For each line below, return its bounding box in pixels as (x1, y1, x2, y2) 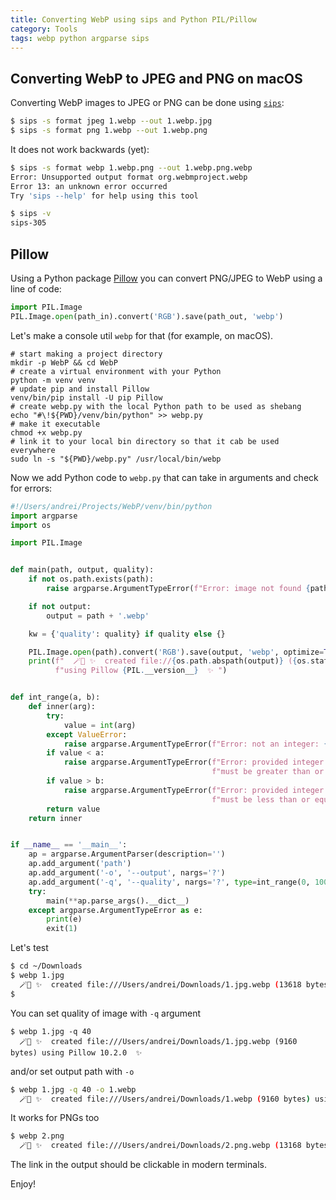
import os (10, 520, 52, 530)
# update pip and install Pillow (10, 384, 150, 394)
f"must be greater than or (211, 767, 325, 777)
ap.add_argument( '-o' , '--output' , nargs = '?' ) (28, 868, 226, 878)
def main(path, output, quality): (10, 565, 155, 575)
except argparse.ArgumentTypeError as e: (28, 905, 203, 915)
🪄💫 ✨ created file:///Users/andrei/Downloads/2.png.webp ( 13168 (19, 1141, 302, 1151)
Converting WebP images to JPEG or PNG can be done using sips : (10, 97, 285, 109)
